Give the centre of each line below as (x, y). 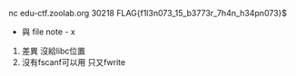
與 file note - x (49, 32)
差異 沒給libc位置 (54, 51)
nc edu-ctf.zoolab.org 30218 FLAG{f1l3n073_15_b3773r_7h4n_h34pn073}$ (148, 13)
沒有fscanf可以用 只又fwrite (74, 62)
